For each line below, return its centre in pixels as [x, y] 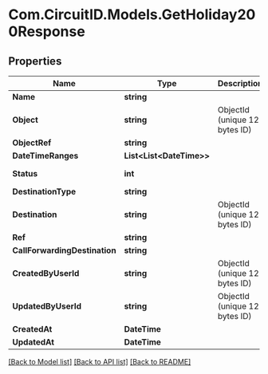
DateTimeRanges [45, 156]
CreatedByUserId [46, 273]
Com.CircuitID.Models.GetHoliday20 [132, 15]
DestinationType [44, 191]
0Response [47, 31]
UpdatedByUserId [47, 306]
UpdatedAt [33, 342]
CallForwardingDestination [65, 250]
